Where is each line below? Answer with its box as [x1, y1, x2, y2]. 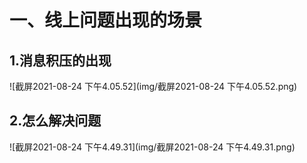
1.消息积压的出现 [9, 52, 112, 69]
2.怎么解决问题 [9, 112, 102, 130]
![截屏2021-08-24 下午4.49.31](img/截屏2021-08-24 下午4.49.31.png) [9, 141, 296, 153]
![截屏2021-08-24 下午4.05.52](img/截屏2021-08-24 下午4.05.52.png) [9, 81, 298, 92]
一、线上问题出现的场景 [9, 9, 203, 32]
